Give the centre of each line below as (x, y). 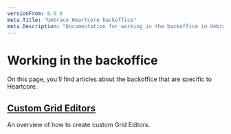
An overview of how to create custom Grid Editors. (79, 125)
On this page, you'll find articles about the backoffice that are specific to (109, 79)
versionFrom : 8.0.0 (35, 13)
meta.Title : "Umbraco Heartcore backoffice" (72, 20)
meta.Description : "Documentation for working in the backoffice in (107, 26)
